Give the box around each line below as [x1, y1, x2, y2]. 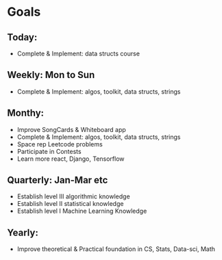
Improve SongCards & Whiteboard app [16, 125, 127, 133]
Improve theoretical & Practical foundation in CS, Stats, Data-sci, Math [16, 245, 216, 253]
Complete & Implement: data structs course [16, 49, 140, 57]
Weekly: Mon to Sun [7, 69, 95, 81]
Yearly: [7, 226, 39, 238]
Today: [7, 31, 38, 43]
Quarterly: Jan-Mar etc [7, 174, 108, 186]
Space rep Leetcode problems [16, 140, 103, 148]
